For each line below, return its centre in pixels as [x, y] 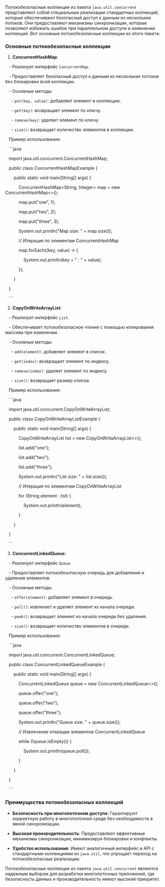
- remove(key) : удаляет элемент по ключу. [55, 120]
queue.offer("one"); [38, 694]
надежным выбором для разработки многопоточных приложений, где [80, 874]
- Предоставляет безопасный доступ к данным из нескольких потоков [84, 76]
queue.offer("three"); [40, 713]
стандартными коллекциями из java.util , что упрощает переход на [84, 853]
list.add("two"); [34, 457]
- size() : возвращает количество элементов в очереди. [71, 626]
